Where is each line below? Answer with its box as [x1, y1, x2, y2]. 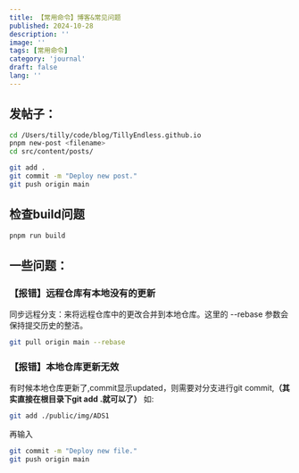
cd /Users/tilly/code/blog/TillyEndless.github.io [9, 130, 202, 139]
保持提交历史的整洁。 [9, 320, 87, 331]
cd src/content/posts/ [9, 147, 94, 156]
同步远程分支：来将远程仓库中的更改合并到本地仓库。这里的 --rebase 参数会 [9, 309, 289, 319]
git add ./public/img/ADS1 [9, 411, 110, 420]
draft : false [9, 63, 58, 72]
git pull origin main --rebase [9, 338, 126, 347]
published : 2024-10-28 [9, 21, 94, 30]
